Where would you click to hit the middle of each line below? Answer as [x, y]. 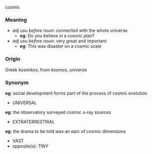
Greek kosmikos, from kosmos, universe [46, 70]
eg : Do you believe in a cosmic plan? [57, 36]
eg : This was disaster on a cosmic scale [60, 46]
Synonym [17, 82]
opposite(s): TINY [30, 146]
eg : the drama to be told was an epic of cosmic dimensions [66, 131]
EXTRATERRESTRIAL [33, 122]
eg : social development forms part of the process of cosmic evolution [76, 93]
